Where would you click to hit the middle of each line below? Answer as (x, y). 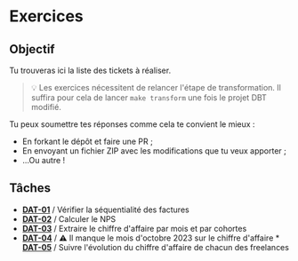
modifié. (46, 107)
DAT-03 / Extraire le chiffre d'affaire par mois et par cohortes (134, 228)
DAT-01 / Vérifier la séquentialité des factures (105, 210)
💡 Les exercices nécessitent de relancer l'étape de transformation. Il (156, 87)
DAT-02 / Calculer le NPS (69, 218)
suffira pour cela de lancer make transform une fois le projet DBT (149, 98)
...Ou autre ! (44, 160)
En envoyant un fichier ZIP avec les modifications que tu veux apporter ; (154, 151)
